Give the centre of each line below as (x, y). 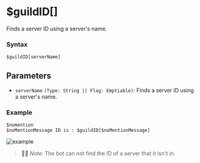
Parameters (29, 76)
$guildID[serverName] (34, 57)
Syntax (17, 44)
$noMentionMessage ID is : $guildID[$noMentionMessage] (78, 130)
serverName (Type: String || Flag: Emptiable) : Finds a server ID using (104, 91)
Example (19, 113)
